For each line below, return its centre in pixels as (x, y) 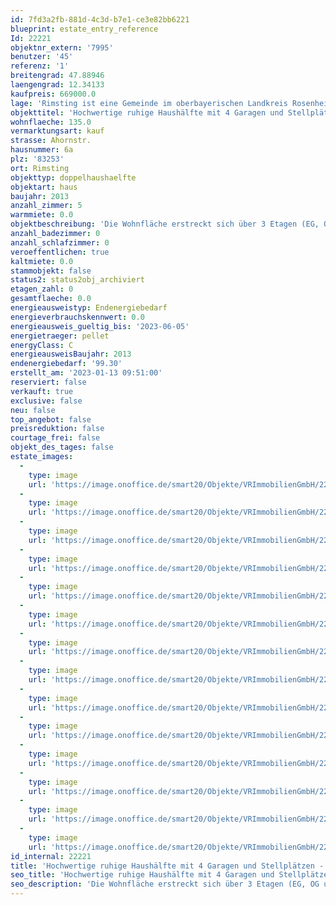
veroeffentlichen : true (60, 252)
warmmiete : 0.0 (42, 215)
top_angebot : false (51, 419)
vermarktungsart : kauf (57, 131)
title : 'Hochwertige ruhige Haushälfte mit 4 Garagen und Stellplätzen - (167, 866)
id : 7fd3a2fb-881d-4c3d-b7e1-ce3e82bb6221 (100, 19)
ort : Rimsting (40, 168)
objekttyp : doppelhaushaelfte (73, 177)
